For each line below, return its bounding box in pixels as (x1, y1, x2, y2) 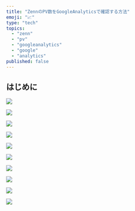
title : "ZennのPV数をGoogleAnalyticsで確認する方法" (6, 8, 130, 15)
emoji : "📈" (6, 14, 35, 20)
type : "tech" (6, 20, 38, 26)
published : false (6, 58, 49, 64)
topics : (6, 25, 25, 32)
